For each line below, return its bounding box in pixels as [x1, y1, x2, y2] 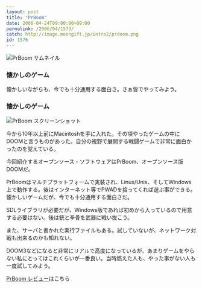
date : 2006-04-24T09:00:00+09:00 [6, 20, 90, 26]
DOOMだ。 [6, 165, 34, 173]
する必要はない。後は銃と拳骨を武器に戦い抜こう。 [6, 214, 133, 221]
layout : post [6, 8, 39, 15]
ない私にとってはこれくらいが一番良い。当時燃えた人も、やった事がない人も [6, 254, 196, 261]
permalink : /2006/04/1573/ [6, 25, 74, 32]
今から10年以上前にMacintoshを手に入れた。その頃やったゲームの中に [6, 130, 180, 137]
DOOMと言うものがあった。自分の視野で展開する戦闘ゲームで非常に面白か [6, 137, 192, 145]
